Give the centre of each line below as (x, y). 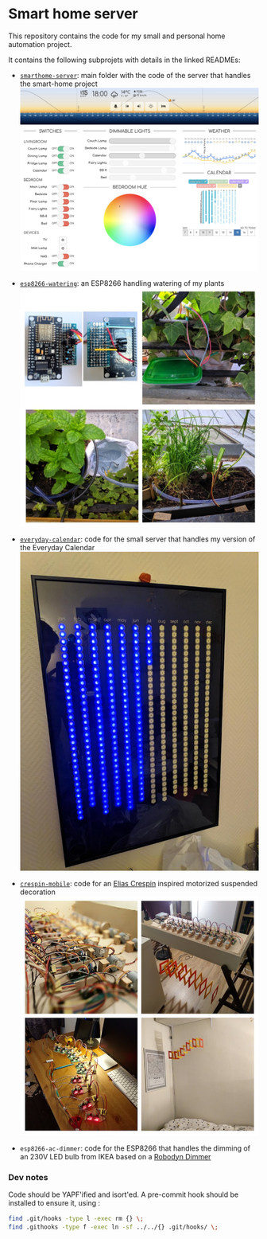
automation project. (40, 44)
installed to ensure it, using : (54, 1202)
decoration (37, 892)
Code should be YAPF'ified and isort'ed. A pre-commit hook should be (124, 1194)
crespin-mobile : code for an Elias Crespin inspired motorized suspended (139, 884)
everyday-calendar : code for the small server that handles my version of (137, 539)
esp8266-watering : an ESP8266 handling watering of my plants (122, 283)
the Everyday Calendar (57, 548)
